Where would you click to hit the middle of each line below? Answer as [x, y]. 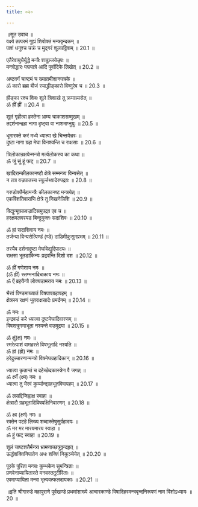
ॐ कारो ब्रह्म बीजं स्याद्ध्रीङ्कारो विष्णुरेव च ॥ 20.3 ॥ [56, 86]
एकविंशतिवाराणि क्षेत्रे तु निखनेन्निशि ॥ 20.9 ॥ [49, 199]
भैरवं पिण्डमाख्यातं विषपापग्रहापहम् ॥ [39, 293]
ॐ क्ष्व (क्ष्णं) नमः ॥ [23, 415]
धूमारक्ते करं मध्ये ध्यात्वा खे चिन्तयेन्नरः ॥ [44, 135]
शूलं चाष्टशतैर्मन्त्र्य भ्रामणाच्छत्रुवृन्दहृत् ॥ [42, 447]
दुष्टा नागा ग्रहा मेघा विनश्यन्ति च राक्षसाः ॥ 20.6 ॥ [54, 142]
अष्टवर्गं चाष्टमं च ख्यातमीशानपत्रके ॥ [41, 78]
